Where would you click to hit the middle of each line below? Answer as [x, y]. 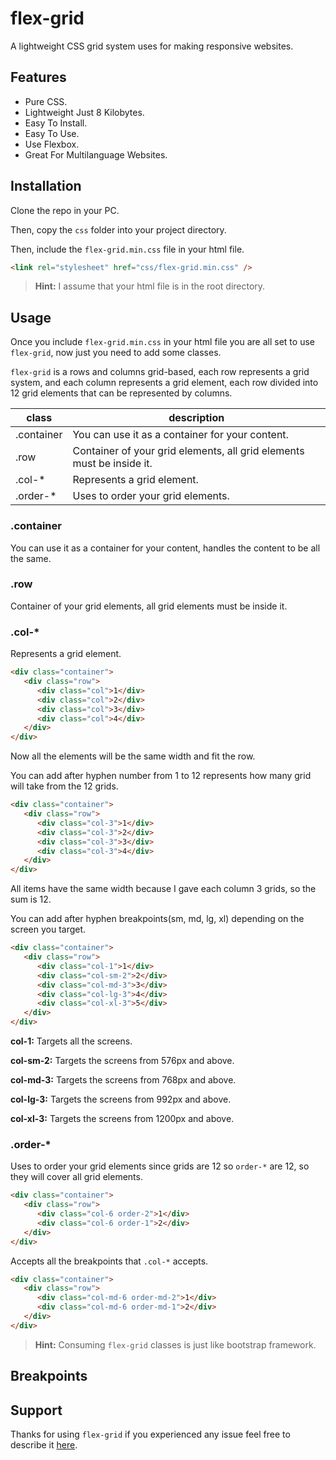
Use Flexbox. [52, 144]
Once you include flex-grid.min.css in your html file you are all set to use [162, 342]
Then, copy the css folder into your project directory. [118, 229]
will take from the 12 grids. [64, 786]
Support [36, 1410]
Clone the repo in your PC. [65, 210]
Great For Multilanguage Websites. [96, 154]
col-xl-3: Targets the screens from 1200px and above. [122, 1119]
